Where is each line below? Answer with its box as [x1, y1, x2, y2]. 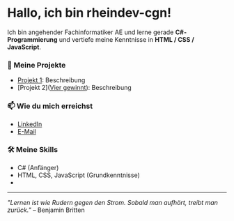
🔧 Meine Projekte [7, 60, 66, 70]
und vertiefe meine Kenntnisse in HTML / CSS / [58, 35, 195, 43]
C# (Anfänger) [17, 163, 59, 172]
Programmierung [7, 35, 58, 43]
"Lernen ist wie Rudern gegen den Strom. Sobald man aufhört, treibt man [7, 198, 218, 206]
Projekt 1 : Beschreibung [17, 76, 86, 84]
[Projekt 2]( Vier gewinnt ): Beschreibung [17, 84, 132, 92]
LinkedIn [17, 120, 42, 128]
